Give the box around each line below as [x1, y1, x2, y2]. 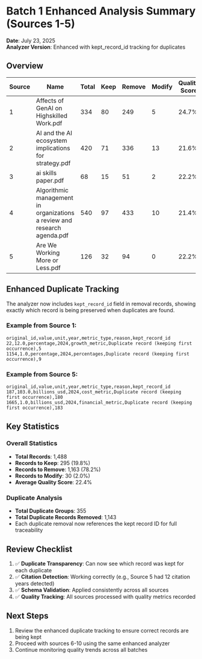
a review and [35, 216, 72, 224]
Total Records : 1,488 [14, 453, 67, 460]
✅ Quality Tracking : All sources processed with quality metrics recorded [14, 593, 196, 600]
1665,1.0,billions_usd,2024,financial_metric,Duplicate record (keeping [6, 399, 192, 406]
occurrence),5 [6, 345, 42, 352]
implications [35, 143, 70, 152]
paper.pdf [35, 176, 64, 184]
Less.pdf [35, 263, 61, 272]
